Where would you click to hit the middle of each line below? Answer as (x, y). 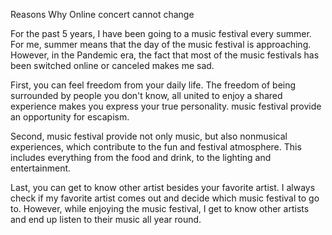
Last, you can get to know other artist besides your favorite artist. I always (163, 187)
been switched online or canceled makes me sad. (112, 65)
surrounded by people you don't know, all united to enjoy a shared (146, 95)
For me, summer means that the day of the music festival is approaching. (161, 44)
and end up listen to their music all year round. (106, 219)
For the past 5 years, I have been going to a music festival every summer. (161, 33)
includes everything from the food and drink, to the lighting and (141, 157)
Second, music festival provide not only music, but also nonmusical (149, 136)
